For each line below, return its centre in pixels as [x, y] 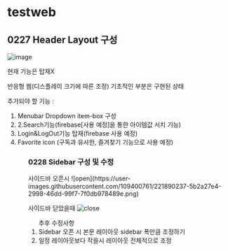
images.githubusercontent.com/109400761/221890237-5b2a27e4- [125, 187]
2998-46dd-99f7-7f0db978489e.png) [83, 194]
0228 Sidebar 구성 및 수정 [71, 162]
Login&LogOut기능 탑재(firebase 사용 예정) [78, 133]
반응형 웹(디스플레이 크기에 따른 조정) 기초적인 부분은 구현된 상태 [96, 86]
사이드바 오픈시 [49, 178]
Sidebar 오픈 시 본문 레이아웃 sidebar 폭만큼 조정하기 [112, 232]
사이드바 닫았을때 [52, 208]
